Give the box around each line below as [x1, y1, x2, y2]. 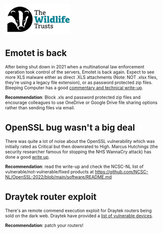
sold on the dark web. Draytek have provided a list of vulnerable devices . [5, 213, 154, 219]
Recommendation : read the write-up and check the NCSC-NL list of [5, 164, 144, 169]
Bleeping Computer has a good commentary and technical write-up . [5, 85, 144, 91]
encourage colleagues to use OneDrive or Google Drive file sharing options [5, 100, 158, 105]
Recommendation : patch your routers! [5, 222, 84, 228]
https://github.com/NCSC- [95, 168, 149, 174]
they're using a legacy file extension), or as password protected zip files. [5, 79, 153, 85]
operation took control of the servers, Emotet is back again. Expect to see [5, 69, 155, 75]
